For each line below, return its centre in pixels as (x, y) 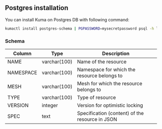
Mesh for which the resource (109, 83)
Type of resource (96, 97)
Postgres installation (37, 8)
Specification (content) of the (110, 113)
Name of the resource (102, 62)
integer (50, 105)
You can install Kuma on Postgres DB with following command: (67, 19)
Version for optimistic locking (110, 105)
